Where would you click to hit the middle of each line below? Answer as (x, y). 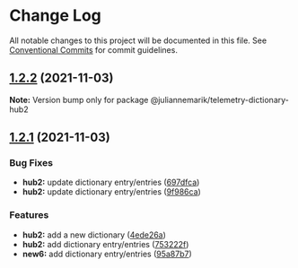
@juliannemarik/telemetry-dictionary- (219, 99)
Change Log (55, 16)
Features (29, 215)
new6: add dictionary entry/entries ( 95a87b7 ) (107, 254)
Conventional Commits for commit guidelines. (93, 49)
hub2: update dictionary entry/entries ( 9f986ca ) (112, 192)
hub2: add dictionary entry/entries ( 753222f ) (105, 244)
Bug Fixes (31, 163)
